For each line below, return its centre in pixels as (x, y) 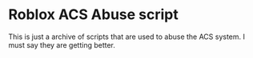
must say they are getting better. (62, 44)
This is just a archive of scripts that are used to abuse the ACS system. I (127, 37)
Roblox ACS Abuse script (93, 15)
